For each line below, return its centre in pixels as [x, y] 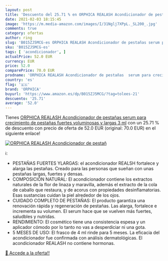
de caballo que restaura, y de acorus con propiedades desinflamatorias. [86, 190]
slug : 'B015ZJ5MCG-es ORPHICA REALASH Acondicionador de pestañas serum [82, 43]
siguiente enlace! [23, 134]
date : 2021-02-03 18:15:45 [33, 19]
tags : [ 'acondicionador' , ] [35, 52]
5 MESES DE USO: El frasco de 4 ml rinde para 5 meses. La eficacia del [86, 233]
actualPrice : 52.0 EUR [29, 56]
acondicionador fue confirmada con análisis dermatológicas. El [77, 238]
